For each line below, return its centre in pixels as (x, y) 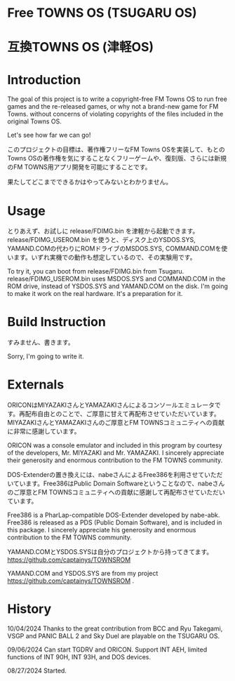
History (29, 609)
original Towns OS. (34, 121)
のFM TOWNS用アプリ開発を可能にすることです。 (79, 167)
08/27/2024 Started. (37, 670)
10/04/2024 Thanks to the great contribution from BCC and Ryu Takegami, (115, 628)
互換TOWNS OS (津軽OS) (81, 47)
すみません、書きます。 (41, 342)
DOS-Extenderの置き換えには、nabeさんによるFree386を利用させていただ (115, 475)
